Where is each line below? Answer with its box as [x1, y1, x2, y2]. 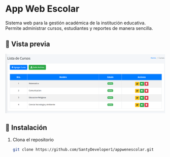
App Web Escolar [5, 3, 80, 15]
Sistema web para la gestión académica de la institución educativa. [5, 20, 146, 26]
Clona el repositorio [12, 137, 54, 143]
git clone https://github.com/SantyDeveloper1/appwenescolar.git [12, 147, 154, 152]
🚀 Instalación [5, 123, 47, 132]
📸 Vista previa [5, 40, 50, 49]
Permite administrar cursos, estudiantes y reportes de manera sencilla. [5, 25, 153, 31]
